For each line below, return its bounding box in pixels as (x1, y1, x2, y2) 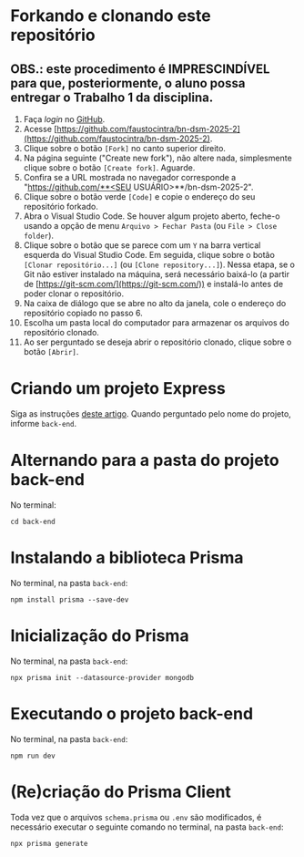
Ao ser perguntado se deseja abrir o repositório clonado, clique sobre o (23, 336, 292, 347)
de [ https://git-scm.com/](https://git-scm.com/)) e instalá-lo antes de (23, 279, 284, 289)
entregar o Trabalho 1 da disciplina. (10, 89, 214, 105)
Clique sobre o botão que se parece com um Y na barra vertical (23, 240, 261, 251)
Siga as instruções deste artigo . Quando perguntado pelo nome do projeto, (10, 408, 292, 419)
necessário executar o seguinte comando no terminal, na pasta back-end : (10, 821, 284, 832)
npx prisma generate (10, 839, 89, 848)
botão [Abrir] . (23, 346, 79, 356)
